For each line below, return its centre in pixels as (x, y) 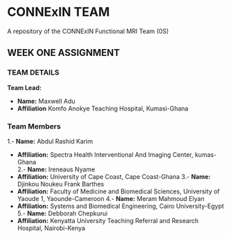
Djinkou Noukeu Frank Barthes (61, 184)
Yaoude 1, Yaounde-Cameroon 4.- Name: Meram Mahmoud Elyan (111, 198)
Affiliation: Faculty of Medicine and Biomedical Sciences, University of (118, 191)
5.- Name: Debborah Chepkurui (62, 213)
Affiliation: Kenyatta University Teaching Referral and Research (108, 220)
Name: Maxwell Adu (46, 101)
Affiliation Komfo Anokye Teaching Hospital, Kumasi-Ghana (103, 108)
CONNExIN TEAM (58, 12)
